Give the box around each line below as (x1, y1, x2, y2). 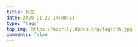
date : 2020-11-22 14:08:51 (6, 15, 75, 21)
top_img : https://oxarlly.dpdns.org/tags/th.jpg (6, 26, 133, 32)
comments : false (6, 32, 48, 38)
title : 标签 (6, 9, 35, 15)
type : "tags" (6, 20, 40, 26)
